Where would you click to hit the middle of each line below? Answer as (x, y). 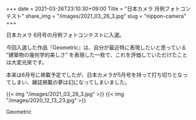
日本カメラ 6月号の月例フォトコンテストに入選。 (66, 35)
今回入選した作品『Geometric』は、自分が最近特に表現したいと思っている (97, 47)
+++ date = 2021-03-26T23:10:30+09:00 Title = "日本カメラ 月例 (86, 9)
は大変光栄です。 (27, 62)
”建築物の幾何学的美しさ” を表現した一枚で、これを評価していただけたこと (97, 55)
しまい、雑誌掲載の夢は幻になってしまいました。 (71, 82)
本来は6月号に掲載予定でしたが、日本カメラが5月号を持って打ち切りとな (94, 75)
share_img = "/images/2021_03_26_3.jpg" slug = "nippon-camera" (106, 16)
